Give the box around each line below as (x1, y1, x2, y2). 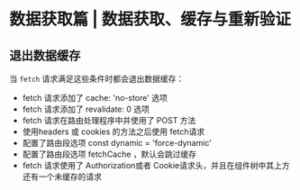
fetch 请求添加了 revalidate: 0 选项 (22, 104, 150, 114)
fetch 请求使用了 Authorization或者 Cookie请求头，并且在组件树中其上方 (22, 160, 290, 170)
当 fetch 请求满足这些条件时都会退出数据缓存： (9, 74, 185, 84)
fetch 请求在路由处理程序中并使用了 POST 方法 (22, 115, 196, 125)
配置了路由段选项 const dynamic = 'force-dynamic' (22, 138, 213, 148)
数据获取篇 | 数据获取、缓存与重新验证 (9, 9, 291, 30)
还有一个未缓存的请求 (22, 171, 102, 182)
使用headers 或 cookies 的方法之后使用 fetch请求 (22, 126, 205, 137)
